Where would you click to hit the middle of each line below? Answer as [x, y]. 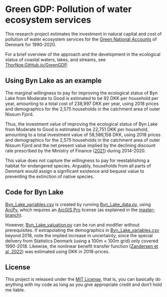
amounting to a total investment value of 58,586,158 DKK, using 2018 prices [83, 135]
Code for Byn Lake [34, 192]
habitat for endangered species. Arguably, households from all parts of [78, 166]
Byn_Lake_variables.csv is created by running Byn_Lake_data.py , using [78, 204]
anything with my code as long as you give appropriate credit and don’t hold [83, 284]
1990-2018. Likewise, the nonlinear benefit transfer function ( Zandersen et [82, 246]
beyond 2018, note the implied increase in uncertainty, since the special [79, 235]
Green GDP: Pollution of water [68, 9]
